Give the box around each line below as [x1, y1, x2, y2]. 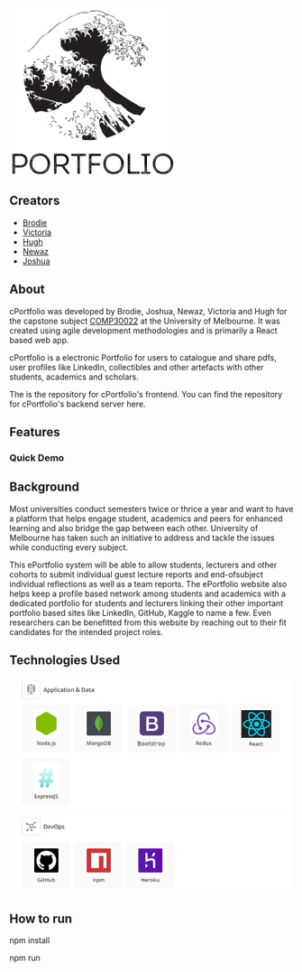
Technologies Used [9, 653, 120, 668]
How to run [9, 911, 73, 926]
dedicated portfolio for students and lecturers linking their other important [9, 597, 284, 608]
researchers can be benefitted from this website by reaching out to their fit [9, 617, 287, 628]
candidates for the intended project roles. [9, 626, 164, 637]
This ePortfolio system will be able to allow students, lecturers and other [9, 559, 278, 570]
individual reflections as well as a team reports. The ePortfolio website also [9, 578, 288, 589]
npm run [9, 952, 41, 964]
